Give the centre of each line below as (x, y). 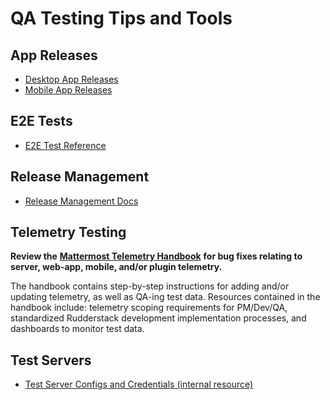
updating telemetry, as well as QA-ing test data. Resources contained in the (165, 297)
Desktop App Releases (71, 79)
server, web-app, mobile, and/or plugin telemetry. (116, 267)
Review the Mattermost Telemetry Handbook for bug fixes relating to (156, 256)
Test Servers (51, 360)
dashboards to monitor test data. (77, 329)
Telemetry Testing (68, 232)
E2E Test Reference (65, 145)
